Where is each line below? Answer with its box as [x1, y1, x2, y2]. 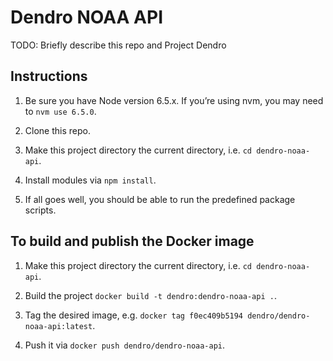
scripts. [24, 204, 57, 216]
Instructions [10, 68, 88, 85]
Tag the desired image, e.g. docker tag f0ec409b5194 [24, 309, 244, 321]
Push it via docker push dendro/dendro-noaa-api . [24, 339, 226, 351]
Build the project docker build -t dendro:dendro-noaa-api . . [24, 289, 277, 301]
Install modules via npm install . [24, 174, 157, 186]
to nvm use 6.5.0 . [24, 105, 97, 117]
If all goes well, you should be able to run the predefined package [24, 193, 296, 205]
